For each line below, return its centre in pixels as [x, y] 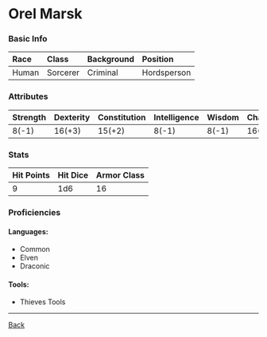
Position [158, 59]
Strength [29, 117]
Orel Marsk [45, 14]
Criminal [103, 72]
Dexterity [72, 117]
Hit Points [31, 175]
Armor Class [120, 175]
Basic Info [28, 39]
